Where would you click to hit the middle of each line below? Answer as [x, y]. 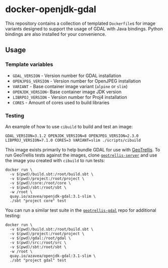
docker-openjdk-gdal [51, 9]
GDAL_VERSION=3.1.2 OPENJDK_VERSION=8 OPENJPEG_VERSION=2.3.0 [72, 136]
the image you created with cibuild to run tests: [55, 160]
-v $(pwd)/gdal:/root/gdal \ [40, 238]
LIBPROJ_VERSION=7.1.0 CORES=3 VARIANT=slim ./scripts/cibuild [73, 140]
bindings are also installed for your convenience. [56, 34]
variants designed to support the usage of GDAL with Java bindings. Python [84, 28]
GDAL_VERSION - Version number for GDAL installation [67, 75]
